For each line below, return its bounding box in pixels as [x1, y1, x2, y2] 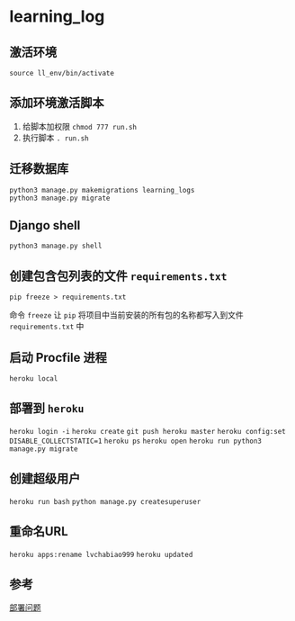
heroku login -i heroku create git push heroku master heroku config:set [9, 427, 286, 436]
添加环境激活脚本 [9, 95, 104, 111]
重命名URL [9, 524, 69, 539]
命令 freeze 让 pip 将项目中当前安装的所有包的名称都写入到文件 [9, 310, 245, 320]
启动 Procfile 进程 [9, 349, 108, 365]
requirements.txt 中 [9, 321, 85, 332]
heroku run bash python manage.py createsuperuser [9, 497, 201, 506]
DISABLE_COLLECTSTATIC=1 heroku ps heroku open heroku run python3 [9, 436, 263, 445]
